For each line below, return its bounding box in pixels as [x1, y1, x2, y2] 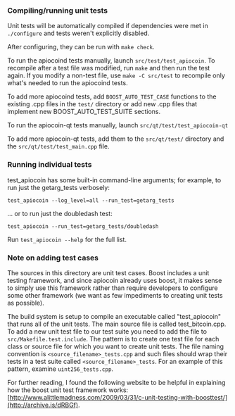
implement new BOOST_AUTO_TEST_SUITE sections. [7, 108, 161, 116]
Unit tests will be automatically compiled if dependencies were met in [7, 22, 209, 30]
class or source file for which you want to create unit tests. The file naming [7, 342, 224, 351]
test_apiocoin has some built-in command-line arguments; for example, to [7, 175, 222, 184]
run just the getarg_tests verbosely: [7, 183, 110, 191]
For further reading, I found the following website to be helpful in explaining [7, 378, 226, 386]
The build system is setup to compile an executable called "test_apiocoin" [7, 312, 222, 320]
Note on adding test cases [7, 253, 99, 263]
